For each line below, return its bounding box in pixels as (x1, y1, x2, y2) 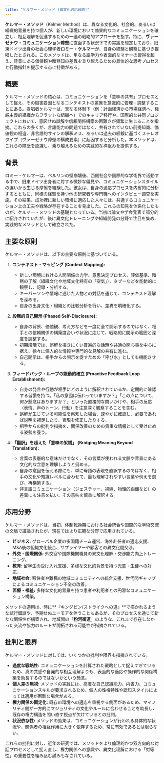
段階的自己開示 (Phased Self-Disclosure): (12, 313, 97, 319)
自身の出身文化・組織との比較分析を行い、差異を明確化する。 (19, 303, 144, 309)
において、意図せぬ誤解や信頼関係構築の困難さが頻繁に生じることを (18, 118, 155, 124)
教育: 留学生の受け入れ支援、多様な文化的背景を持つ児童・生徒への (12, 562, 148, 569)
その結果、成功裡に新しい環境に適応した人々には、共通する (13, 197, 133, 203)
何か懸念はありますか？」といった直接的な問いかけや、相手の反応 (19, 399, 152, 405)
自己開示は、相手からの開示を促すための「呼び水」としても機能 (19, 354, 148, 360)
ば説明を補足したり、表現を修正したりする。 (19, 417, 110, 423)
